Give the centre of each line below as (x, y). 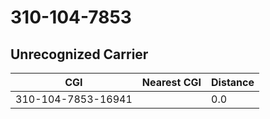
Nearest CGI (171, 82)
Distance (233, 82)
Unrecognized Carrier (79, 54)
